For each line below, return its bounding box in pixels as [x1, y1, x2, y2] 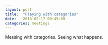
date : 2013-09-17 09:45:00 [5, 16, 65, 21]
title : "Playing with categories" [5, 12, 79, 17]
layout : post [5, 7, 32, 12]
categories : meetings [5, 21, 50, 26]
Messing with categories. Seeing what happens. [5, 34, 104, 40]
